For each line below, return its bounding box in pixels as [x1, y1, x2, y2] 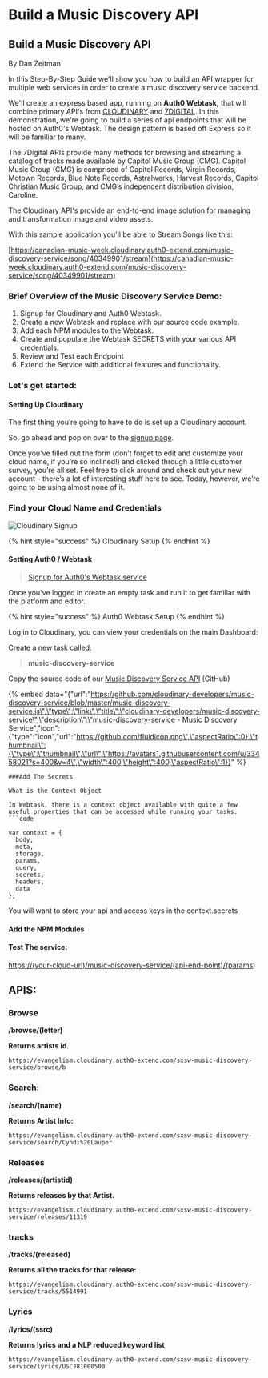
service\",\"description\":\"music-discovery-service [8, 715, 176, 724]
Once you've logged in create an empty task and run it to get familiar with [8, 587, 250, 597]
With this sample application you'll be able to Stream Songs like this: [8, 230, 234, 239]
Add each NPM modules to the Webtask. [19, 326, 154, 335]
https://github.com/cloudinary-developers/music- [90, 689, 254, 699]
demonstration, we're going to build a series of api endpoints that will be [8, 115, 246, 125]
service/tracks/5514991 [8, 1288, 88, 1296]
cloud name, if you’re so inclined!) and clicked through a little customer [8, 457, 242, 467]
